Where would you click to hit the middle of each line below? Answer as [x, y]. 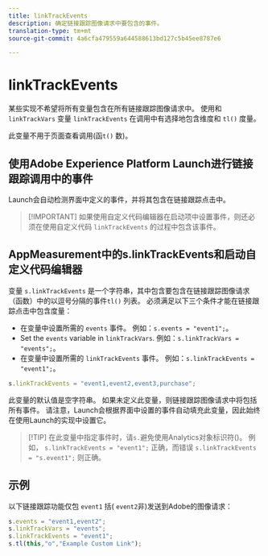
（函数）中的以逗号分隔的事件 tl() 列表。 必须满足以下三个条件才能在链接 [130, 301]
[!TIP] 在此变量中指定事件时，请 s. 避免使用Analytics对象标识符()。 [137, 437]
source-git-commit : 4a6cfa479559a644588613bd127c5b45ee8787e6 [115, 38]
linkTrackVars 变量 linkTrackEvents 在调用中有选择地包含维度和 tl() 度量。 [134, 118]
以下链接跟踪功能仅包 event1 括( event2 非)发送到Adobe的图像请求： [121, 506]
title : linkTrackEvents [48, 16]
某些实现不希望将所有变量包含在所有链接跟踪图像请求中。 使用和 [115, 109]
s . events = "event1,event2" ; [57, 521]
